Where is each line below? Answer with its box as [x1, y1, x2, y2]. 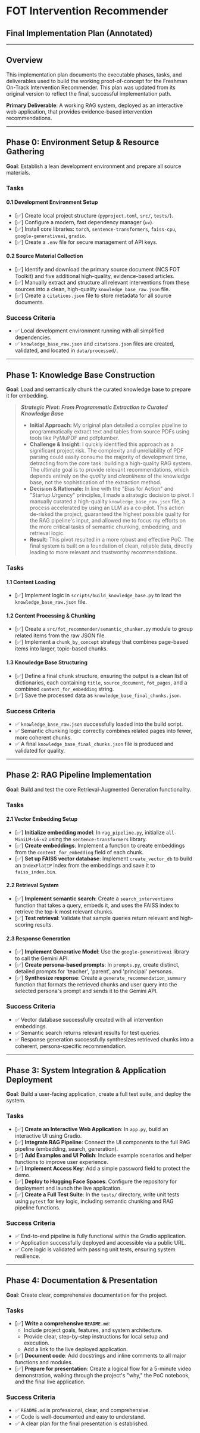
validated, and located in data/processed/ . [14, 347, 118, 354]
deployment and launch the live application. [14, 1184, 122, 1191]
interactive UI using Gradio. [14, 1132, 82, 1139]
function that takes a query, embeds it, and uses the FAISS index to [14, 902, 180, 909]
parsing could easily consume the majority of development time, [29, 453, 187, 461]
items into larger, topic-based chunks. [14, 645, 108, 652]
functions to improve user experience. [14, 1158, 109, 1165]
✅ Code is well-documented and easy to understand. [14, 1413, 146, 1420]
